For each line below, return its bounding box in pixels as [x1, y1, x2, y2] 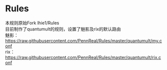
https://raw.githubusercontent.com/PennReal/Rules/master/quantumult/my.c [5, 37, 162, 43]
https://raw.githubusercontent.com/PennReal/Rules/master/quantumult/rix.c [5, 54, 161, 60]
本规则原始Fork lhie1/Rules [5, 20, 59, 26]
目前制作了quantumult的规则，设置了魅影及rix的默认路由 [5, 26, 121, 32]
